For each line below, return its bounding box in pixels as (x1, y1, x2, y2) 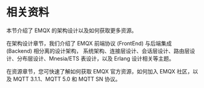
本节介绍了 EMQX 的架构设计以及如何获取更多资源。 (6, 27, 137, 34)
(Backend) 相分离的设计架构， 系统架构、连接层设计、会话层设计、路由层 (6, 47, 190, 55)
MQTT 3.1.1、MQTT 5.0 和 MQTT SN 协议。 (13, 75, 121, 83)
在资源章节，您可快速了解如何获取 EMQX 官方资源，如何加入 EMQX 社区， (6, 67, 193, 75)
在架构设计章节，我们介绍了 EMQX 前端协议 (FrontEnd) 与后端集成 (6, 39, 172, 47)
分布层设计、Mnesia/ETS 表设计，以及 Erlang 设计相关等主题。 (16, 55, 175, 62)
